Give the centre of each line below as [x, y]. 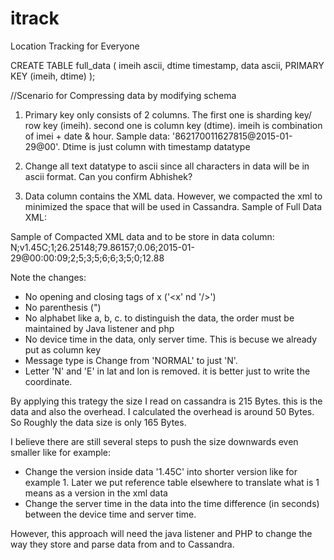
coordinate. [48, 381]
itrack [35, 18]
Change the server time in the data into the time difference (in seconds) [172, 503]
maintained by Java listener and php [99, 328]
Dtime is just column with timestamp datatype [156, 146]
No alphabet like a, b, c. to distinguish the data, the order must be [159, 318]
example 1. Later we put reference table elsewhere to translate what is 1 [172, 482]
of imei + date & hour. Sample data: [97, 136]
